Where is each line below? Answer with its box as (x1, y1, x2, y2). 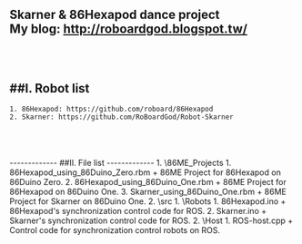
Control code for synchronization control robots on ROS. (9, 225, 221, 236)
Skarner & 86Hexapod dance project (9, 7, 220, 23)
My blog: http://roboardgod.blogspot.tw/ (9, 22, 248, 37)
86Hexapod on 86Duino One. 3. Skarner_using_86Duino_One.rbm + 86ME (9, 186, 287, 198)
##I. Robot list (9, 81, 90, 96)
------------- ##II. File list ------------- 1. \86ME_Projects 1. (9, 158, 232, 169)
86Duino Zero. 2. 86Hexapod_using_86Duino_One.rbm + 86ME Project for (9, 177, 287, 188)
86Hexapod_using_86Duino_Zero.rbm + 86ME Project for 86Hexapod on (9, 167, 282, 178)
